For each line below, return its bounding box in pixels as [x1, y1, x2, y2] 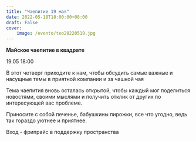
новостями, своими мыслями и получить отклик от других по [6, 93, 161, 100]
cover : [6, 25, 22, 31]
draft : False [6, 19, 38, 25]
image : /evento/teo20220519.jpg [16, 31, 96, 36]
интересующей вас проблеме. [6, 99, 83, 106]
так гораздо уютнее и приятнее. [6, 117, 87, 124]
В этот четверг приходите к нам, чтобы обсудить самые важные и [6, 69, 173, 76]
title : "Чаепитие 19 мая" [6, 8, 69, 15]
